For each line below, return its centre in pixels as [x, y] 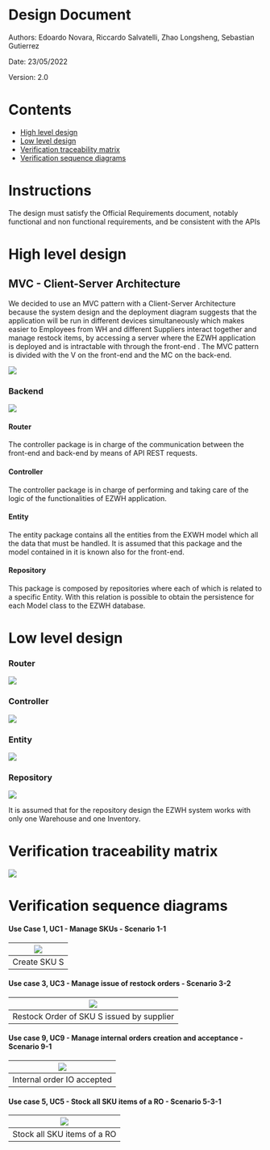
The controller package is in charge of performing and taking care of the [129, 490]
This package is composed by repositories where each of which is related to [135, 588]
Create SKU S [38, 962]
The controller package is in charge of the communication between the [126, 444]
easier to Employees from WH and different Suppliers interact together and [133, 329]
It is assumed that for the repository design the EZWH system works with [130, 811]
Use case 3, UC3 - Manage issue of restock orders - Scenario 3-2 [120, 984]
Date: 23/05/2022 [38, 61]
